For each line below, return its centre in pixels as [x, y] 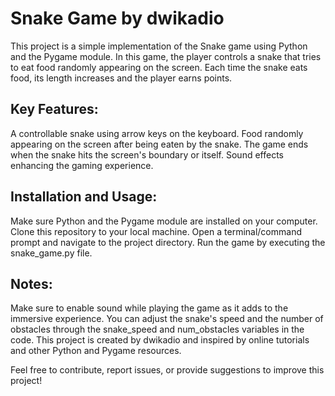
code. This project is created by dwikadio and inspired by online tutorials [160, 340]
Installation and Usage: [84, 197]
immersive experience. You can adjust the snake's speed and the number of [167, 319]
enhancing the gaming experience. [82, 165]
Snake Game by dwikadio [117, 18]
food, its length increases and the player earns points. [121, 78]
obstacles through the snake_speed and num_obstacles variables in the [157, 329]
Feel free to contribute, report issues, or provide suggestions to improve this [167, 370]
